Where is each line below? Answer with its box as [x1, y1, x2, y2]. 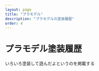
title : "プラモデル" [5, 12, 43, 17]
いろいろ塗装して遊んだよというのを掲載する [5, 61, 95, 67]
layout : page [5, 7, 32, 12]
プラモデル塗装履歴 [5, 44, 82, 54]
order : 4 [5, 21, 23, 26]
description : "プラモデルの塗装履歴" [5, 16, 75, 21]
